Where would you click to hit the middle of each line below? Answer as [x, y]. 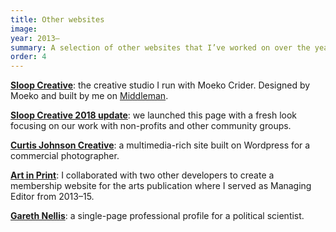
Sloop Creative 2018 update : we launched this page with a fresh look [154, 115]
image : [24, 29]
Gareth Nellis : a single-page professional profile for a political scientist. [157, 216]
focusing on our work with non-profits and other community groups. [151, 126]
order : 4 [28, 57]
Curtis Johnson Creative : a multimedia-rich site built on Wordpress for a [160, 145]
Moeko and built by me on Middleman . [89, 96]
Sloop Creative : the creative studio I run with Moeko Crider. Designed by [160, 85]
